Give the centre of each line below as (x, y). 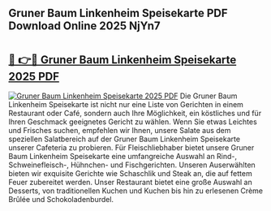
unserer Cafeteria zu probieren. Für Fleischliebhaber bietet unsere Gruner (131, 148)
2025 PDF (34, 76)
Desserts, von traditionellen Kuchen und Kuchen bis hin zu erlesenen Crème (136, 191)
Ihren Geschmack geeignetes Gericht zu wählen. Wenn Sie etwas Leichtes (133, 122)
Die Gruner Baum (209, 96)
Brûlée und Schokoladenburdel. (61, 199)
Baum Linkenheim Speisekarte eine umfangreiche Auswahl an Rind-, (123, 156)
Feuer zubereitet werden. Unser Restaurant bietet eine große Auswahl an (131, 182)
